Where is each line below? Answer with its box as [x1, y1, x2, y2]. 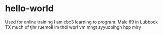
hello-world [5, 3, 54, 14]
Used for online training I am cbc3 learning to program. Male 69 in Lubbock [5, 19, 158, 25]
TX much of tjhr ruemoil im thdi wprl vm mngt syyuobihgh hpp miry [5, 24, 141, 30]
